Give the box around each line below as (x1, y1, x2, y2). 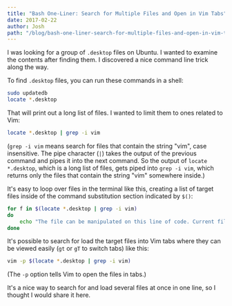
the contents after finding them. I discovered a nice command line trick (7, 56, 209, 64)
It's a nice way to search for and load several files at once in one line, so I (7, 284, 216, 292)
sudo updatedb (7, 90, 48, 97)
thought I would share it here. (7, 291, 91, 299)
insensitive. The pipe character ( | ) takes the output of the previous (7, 149, 197, 157)
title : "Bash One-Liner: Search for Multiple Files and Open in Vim (7, 10, 209, 17)
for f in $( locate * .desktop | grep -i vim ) (7, 205, 137, 212)
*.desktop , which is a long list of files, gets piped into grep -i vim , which (7, 164, 214, 172)
